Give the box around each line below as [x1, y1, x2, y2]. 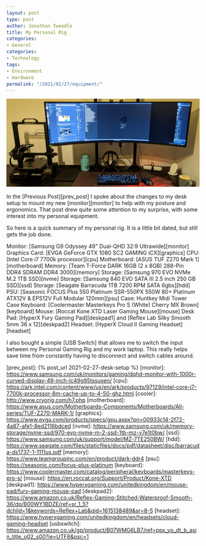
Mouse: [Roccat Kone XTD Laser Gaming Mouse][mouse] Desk [35, 307, 195, 315]
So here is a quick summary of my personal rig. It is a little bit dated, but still [6, 224, 198, 231]
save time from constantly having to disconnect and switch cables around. [6, 352, 194, 359]
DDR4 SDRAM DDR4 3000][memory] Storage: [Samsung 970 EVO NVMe [6, 268, 191, 275]
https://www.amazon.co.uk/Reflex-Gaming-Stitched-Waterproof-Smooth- [6, 493, 193, 501]
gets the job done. [6, 230, 53, 238]
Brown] [180, 301, 199, 309]
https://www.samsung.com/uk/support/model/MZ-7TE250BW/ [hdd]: [6, 435, 181, 443]
